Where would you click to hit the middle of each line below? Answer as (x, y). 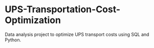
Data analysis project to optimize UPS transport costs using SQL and (77, 34)
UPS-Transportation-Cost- (63, 9)
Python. (13, 40)
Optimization (33, 20)
